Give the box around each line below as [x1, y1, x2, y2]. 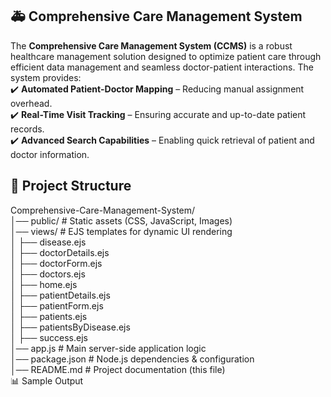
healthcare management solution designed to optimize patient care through [10, 50, 322, 62]
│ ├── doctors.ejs [10, 268, 86, 280]
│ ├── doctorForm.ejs [10, 257, 103, 269]
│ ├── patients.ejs [10, 310, 88, 322]
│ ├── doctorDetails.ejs [10, 246, 110, 258]
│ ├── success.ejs [10, 331, 88, 343]
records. [10, 123, 45, 135]
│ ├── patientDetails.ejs [10, 289, 111, 301]
